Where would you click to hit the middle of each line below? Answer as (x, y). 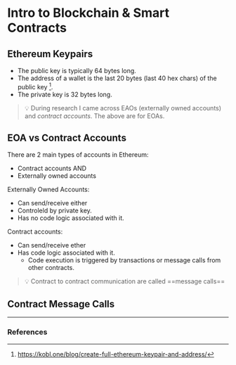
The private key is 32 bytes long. (65, 94)
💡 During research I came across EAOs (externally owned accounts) (123, 108)
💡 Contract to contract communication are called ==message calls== (125, 281)
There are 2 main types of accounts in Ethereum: (78, 155)
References (27, 332)
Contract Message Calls (61, 304)
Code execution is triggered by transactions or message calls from (124, 260)
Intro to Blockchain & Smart (88, 13)
